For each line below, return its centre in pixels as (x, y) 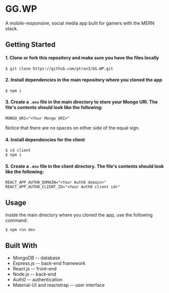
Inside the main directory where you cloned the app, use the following (79, 215)
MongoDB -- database (36, 258)
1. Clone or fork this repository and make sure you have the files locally (82, 57)
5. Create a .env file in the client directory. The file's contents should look (84, 166)
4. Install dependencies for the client (45, 139)
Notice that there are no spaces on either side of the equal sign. (72, 128)
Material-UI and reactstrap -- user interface (59, 285)
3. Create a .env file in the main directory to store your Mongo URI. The (81, 102)
